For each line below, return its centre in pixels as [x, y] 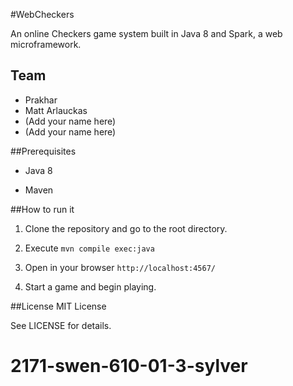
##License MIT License [58, 306]
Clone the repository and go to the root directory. [126, 228]
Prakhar [41, 100]
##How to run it [42, 209]
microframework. [46, 44]
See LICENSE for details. [61, 325]
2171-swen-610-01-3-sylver [129, 366]
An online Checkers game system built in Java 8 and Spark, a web [146, 33]
